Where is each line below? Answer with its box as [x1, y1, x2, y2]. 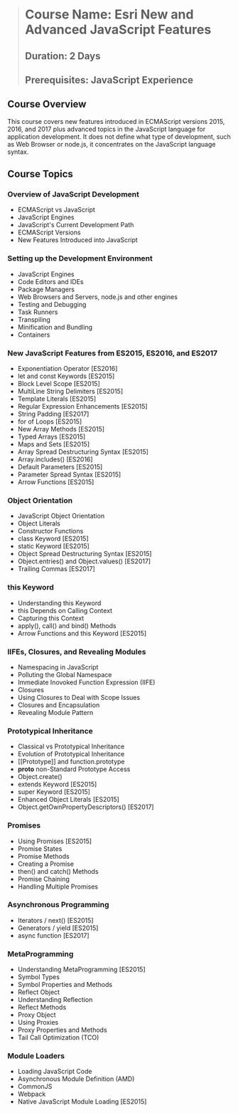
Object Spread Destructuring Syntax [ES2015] [17, 550, 152, 558]
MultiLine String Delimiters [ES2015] [17, 387, 124, 396]
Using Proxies [17, 1018, 59, 1027]
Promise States [17, 844, 63, 853]
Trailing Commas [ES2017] [17, 565, 96, 573]
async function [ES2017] [17, 931, 90, 939]
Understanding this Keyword [17, 598, 102, 607]
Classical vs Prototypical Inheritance [17, 742, 125, 751]
